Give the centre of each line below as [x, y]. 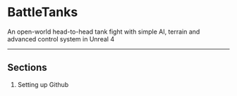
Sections [27, 68]
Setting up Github [43, 84]
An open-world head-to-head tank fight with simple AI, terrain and [104, 32]
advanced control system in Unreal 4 [61, 39]
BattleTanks [43, 12]
